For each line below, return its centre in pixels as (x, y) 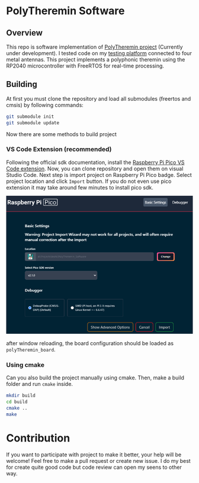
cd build (17, 402)
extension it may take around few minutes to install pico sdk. (80, 187)
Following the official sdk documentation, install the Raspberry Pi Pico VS (95, 162)
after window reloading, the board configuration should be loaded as (90, 343)
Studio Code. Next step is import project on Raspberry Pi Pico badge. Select (99, 175)
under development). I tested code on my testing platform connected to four (99, 53)
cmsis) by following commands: (45, 105)
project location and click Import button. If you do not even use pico (89, 181)
